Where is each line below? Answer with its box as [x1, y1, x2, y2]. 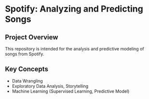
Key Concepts [5, 65, 48, 73]
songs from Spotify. [5, 51, 44, 57]
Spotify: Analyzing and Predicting [5, 3, 143, 15]
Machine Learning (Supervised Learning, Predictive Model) [12, 88, 130, 94]
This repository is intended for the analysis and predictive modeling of [5, 46, 144, 51]
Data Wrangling [12, 78, 43, 83]
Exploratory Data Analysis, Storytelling [12, 83, 89, 89]
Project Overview [5, 33, 58, 41]
